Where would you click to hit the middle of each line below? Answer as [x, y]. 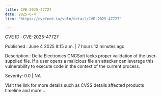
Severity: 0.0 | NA [23, 76]
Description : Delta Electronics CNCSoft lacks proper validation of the [75, 56]
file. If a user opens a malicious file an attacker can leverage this [89, 61]
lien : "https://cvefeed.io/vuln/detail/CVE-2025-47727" [63, 19]
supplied [14, 61]
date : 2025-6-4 [21, 14]
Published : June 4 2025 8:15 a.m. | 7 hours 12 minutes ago [65, 47]
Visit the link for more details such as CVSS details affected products [75, 85]
